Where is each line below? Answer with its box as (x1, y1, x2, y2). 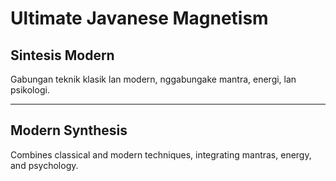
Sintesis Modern (10, 47, 115, 64)
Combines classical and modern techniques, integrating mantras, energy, (10, 148, 312, 161)
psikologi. (10, 84, 50, 96)
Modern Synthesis (10, 122, 128, 139)
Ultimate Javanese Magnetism (10, 7, 269, 30)
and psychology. (10, 159, 79, 171)
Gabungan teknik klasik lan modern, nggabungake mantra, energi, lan (10, 73, 297, 85)
